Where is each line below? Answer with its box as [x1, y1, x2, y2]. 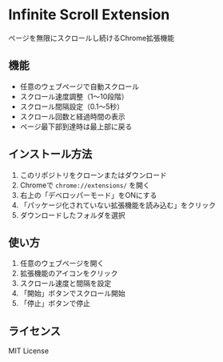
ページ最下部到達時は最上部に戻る [19, 122, 133, 131]
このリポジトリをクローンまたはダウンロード [19, 170, 168, 179]
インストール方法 [8, 147, 93, 161]
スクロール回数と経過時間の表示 [19, 111, 125, 121]
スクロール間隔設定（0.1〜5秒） [19, 102, 125, 111]
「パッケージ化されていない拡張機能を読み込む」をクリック [19, 200, 217, 210]
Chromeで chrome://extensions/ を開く [19, 180, 150, 190]
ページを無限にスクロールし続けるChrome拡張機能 [8, 33, 175, 42]
